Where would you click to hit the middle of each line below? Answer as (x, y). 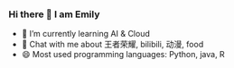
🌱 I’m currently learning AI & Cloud (85, 34)
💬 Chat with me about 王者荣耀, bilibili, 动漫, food (112, 45)
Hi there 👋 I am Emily (54, 14)
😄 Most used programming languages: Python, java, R (123, 55)
